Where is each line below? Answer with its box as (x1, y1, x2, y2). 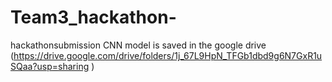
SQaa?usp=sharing (10, 60, 90, 72)
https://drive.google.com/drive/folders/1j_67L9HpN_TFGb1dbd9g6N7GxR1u (13, 49, 323, 61)
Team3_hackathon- (10, 6, 177, 29)
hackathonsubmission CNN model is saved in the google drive (10, 39, 267, 51)
